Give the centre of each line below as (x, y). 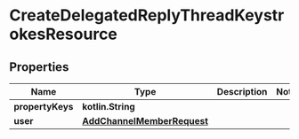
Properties (39, 67)
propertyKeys (44, 107)
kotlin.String (109, 107)
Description (242, 92)
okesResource (64, 34)
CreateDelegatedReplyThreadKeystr (147, 15)
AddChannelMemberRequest (145, 121)
